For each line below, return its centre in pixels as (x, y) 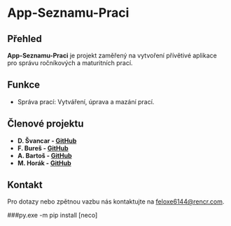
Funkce (24, 85)
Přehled (24, 39)
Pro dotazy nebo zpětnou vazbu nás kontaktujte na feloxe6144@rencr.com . (116, 202)
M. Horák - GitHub (44, 163)
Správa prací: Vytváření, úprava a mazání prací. (86, 101)
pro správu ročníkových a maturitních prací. (70, 63)
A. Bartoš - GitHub (44, 155)
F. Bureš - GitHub (43, 148)
